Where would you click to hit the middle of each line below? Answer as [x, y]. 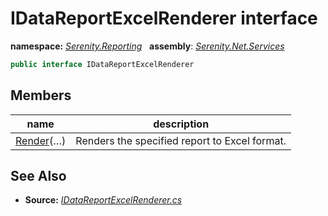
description [181, 124]
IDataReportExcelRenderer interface [164, 18]
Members [41, 95]
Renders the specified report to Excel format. [181, 140]
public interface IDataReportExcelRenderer [102, 64]
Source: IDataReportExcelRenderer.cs [103, 200]
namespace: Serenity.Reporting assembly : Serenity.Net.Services [147, 46]
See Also [38, 176]
